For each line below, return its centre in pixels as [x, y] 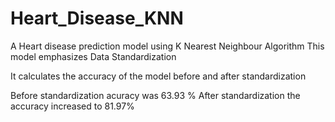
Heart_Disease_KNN [97, 18]
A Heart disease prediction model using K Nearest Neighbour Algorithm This [167, 46]
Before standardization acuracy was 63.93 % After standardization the [155, 95]
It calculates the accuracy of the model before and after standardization [158, 76]
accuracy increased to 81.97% [72, 106]
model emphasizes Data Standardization [93, 56]
